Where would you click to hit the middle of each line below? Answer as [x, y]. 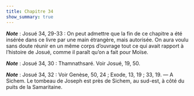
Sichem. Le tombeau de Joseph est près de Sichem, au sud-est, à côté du [95, 81]
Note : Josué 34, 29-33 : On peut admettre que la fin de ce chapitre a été [94, 33]
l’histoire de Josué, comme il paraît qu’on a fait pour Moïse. [77, 52]
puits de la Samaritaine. [34, 87]
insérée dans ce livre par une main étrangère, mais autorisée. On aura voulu [97, 40]
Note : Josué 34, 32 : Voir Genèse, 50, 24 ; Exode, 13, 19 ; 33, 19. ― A [90, 74]
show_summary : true [30, 17]
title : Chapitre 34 [30, 11]
